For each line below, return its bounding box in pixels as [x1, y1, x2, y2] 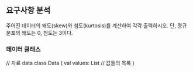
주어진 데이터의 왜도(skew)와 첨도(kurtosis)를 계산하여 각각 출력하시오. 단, [6, 22, 177, 29]
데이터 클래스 [6, 45, 41, 53]
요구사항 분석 [6, 5, 51, 16]
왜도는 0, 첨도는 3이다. [21, 29, 73, 36]
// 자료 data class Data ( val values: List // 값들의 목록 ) [6, 60, 135, 67]
